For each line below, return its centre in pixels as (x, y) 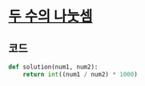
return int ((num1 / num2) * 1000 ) (80, 74)
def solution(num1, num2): (53, 67)
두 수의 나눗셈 (50, 16)
